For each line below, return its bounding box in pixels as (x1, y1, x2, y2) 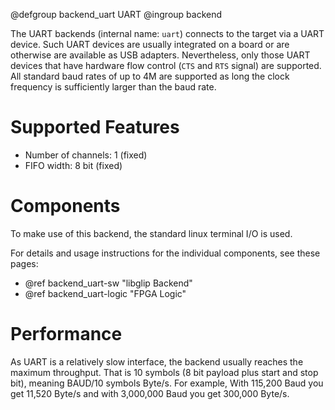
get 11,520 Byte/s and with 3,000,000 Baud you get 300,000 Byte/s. (10, 387, 290, 399)
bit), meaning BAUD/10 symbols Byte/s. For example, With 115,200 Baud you (10, 377, 324, 389)
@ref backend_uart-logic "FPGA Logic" (24, 287, 187, 299)
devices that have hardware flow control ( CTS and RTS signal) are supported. (10, 60, 322, 71)
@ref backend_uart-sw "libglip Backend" (24, 277, 193, 289)
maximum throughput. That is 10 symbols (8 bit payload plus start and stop (10, 366, 319, 378)
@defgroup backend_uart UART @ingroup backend (10, 9, 223, 20)
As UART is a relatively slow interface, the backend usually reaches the (10, 355, 304, 368)
